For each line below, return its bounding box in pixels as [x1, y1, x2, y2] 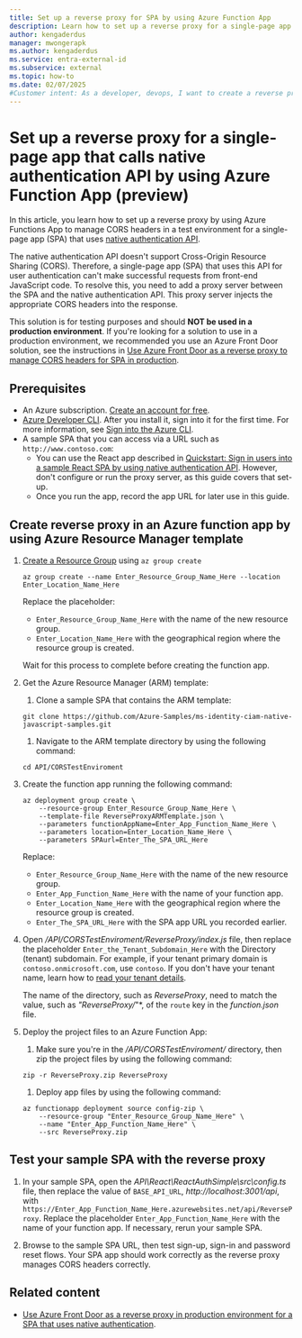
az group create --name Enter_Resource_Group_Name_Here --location [22, 573, 280, 582]
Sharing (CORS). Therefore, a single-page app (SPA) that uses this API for [9, 260, 283, 271]
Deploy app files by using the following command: [35, 1087, 222, 1097]
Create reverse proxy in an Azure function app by [9, 517, 291, 532]
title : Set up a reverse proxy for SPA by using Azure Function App [9, 13, 271, 23]
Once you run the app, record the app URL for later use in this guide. [35, 491, 290, 502]
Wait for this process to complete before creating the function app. [22, 660, 270, 671]
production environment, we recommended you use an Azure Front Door [9, 335, 279, 347]
